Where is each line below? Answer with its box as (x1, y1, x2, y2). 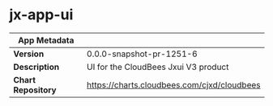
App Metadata (18, 35, 75, 46)
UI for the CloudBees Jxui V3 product (87, 61, 229, 72)
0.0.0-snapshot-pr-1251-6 (87, 48, 198, 59)
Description (13, 61, 60, 72)
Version (13, 48, 45, 59)
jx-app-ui (9, 6, 74, 24)
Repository (13, 84, 57, 96)
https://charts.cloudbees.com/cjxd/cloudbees (87, 79, 261, 90)
